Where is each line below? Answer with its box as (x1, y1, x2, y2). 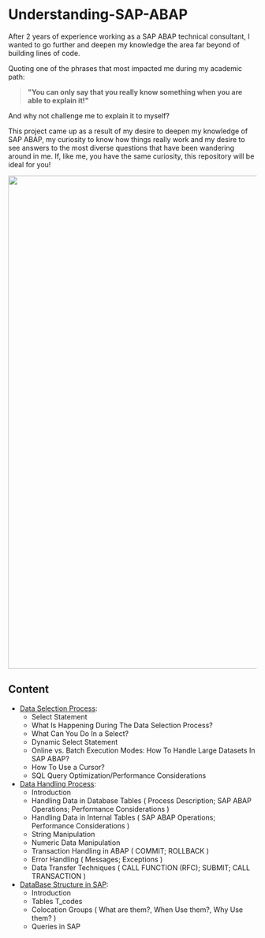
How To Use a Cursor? (31, 762, 105, 772)
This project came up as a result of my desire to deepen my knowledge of (8, 126, 248, 136)
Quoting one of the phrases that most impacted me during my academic (8, 63, 243, 73)
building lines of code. (8, 48, 80, 58)
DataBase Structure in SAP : (19, 880, 109, 889)
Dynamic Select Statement (31, 737, 118, 746)
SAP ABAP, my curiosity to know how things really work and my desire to (8, 134, 246, 144)
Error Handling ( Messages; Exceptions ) (31, 854, 163, 864)
